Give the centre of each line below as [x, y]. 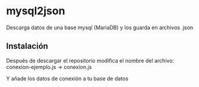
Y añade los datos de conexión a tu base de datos [67, 78]
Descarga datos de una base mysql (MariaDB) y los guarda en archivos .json [100, 27]
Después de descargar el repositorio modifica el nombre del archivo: [90, 60]
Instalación [27, 46]
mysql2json [36, 11]
